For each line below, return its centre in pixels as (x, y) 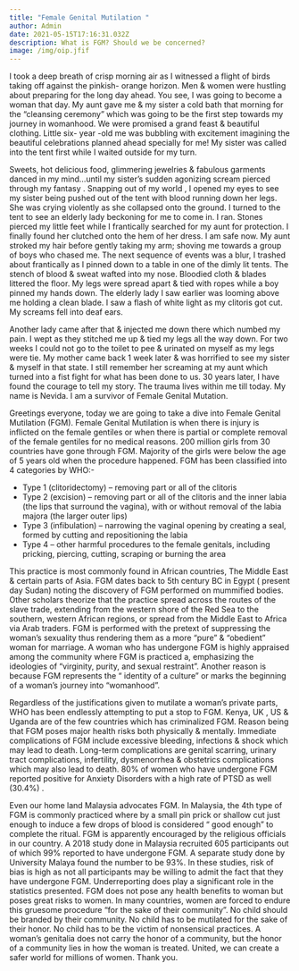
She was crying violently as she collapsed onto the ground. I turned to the (145, 207)
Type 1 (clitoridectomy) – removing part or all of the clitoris (129, 487)
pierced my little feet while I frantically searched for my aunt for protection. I (149, 227)
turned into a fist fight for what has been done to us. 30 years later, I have (145, 377)
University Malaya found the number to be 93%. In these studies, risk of (141, 863)
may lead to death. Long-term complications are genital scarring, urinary (143, 750)
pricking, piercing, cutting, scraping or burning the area (124, 554)
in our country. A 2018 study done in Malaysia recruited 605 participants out (149, 844)
